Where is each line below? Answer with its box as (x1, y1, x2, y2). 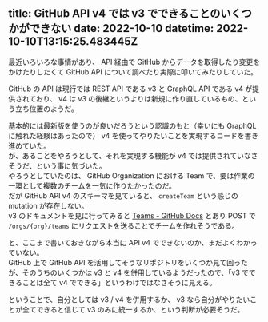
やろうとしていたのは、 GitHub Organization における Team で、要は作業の (8, 170, 255, 181)
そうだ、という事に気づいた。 (8, 161, 106, 170)
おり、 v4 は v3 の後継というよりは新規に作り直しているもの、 (35, 93, 242, 103)
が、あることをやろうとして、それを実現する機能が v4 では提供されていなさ (8, 150, 258, 161)
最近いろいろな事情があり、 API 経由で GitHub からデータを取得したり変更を (8, 57, 261, 66)
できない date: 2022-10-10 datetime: (29, 22, 214, 35)
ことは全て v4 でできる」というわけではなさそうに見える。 (22, 277, 217, 287)
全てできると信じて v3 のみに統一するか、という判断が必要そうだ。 (22, 304, 245, 314)
